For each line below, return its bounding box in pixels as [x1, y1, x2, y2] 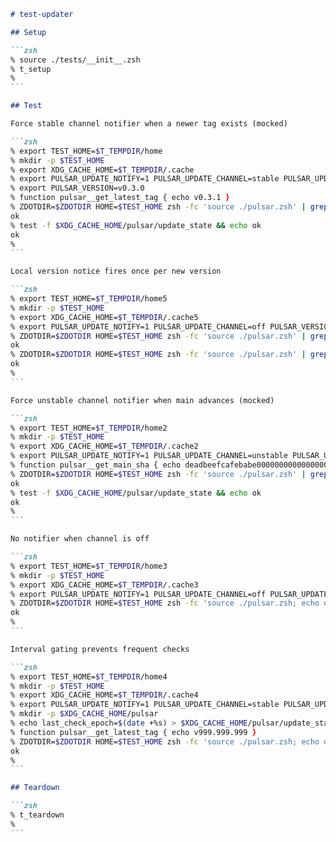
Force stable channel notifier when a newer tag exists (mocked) [10, 119, 288, 129]
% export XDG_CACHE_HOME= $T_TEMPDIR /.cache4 [10, 690, 199, 700]
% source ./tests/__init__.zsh [10, 55, 141, 65]
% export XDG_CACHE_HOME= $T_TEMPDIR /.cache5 [10, 312, 199, 322]
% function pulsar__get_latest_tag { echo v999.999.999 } [10, 727, 257, 737]
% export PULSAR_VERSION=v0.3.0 [10, 183, 145, 194]
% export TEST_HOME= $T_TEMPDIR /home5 [10, 294, 168, 304]
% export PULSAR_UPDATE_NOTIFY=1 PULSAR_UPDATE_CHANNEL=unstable [10, 451, 288, 461]
